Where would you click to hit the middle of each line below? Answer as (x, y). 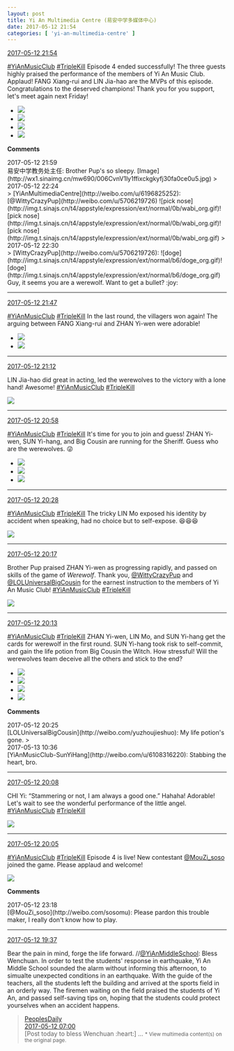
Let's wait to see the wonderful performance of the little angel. (97, 803)
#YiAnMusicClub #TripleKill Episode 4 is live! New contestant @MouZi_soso (116, 858)
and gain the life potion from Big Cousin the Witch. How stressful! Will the (112, 652)
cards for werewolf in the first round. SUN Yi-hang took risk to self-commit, (115, 644)
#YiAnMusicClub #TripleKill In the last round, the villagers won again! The (112, 316)
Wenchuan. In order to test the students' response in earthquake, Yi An (109, 961)
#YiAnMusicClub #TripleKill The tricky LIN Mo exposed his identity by (107, 513)
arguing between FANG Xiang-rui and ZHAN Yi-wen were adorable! (104, 324)
